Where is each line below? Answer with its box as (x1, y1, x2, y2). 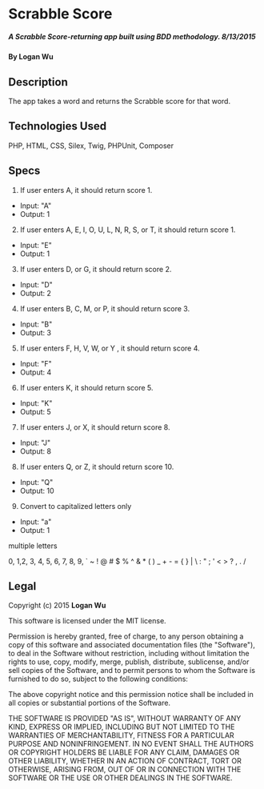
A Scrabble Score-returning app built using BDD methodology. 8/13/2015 (8, 31, 256, 41)
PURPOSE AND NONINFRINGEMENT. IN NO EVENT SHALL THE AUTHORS (8, 739, 254, 749)
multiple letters (8, 541, 58, 551)
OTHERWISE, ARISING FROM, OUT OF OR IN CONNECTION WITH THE (8, 765, 242, 775)
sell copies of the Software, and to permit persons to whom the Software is (8, 666, 256, 675)
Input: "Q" (19, 477, 54, 487)
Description (8, 75, 68, 89)
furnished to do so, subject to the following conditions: (8, 674, 188, 684)
